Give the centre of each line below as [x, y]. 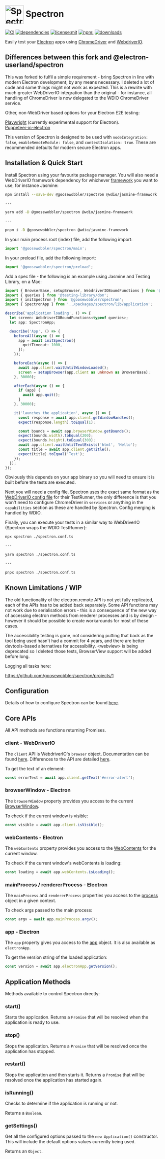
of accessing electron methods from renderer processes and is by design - [81, 615]
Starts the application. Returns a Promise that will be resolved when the [77, 1017]
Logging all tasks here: [28, 666]
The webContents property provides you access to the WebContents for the [81, 848]
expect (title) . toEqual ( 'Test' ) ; [51, 454]
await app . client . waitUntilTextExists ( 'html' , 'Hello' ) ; [78, 445]
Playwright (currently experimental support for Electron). [62, 122]
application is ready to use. [32, 1022]
